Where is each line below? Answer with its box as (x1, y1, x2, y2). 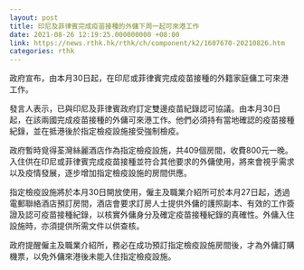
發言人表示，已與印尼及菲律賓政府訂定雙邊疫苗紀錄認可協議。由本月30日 (9, 103, 281, 114)
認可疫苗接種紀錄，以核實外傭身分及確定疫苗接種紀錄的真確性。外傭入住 (24, 209, 295, 220)
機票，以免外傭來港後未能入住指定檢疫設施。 (9, 251, 176, 262)
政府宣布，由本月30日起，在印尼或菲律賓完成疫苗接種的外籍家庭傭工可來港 (9, 73, 290, 84)
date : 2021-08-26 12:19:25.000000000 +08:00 (9, 30, 180, 39)
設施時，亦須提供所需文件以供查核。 (9, 220, 145, 231)
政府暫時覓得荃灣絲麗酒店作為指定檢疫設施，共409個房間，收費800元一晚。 (9, 145, 293, 156)
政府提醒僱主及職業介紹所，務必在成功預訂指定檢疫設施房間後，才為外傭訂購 (9, 240, 295, 251)
